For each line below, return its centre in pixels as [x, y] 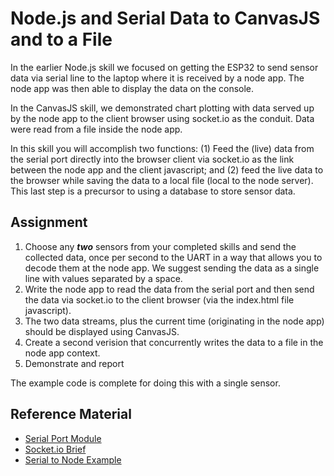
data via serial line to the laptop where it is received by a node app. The [157, 78]
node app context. [62, 353]
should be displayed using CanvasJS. [102, 331]
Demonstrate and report [74, 363]
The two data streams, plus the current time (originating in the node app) [174, 321]
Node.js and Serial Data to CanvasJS [165, 18]
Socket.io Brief [55, 449]
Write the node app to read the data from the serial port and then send [169, 289]
